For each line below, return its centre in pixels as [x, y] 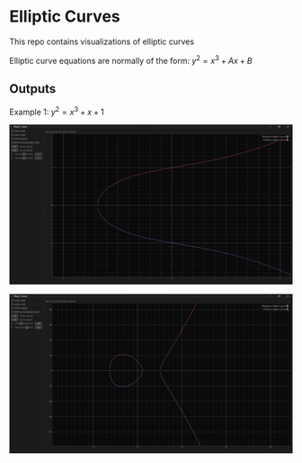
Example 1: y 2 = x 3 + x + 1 [57, 112]
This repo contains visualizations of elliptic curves [102, 41]
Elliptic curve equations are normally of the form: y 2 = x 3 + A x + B [131, 59]
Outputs [33, 89]
